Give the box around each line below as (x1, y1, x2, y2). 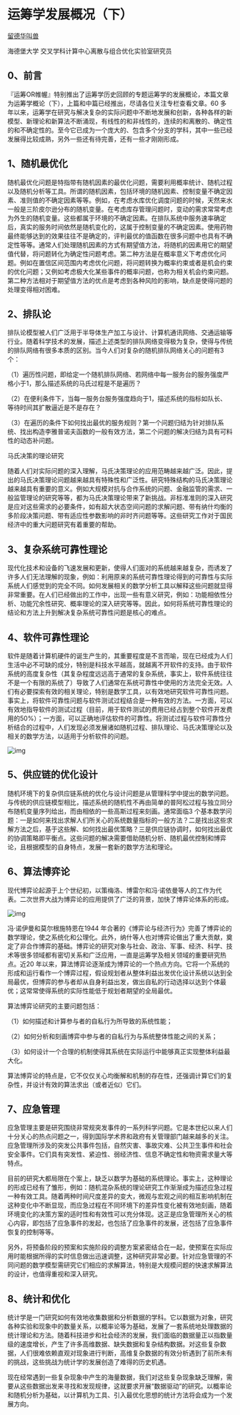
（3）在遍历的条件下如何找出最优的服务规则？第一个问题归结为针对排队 (7, 419, 218, 427)
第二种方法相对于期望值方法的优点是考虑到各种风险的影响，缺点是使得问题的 (7, 276, 233, 284)
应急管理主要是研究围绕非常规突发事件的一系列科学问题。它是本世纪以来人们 (7, 1123, 233, 1132)
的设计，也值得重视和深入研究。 (7, 1270, 101, 1279)
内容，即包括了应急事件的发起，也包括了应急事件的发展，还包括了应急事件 (13, 1219, 233, 1228)
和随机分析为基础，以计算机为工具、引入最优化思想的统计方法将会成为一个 (7, 1391, 226, 1399)
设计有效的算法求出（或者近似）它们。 (31, 1080, 145, 1088)
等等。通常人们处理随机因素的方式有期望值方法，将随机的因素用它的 (19, 240, 220, 249)
